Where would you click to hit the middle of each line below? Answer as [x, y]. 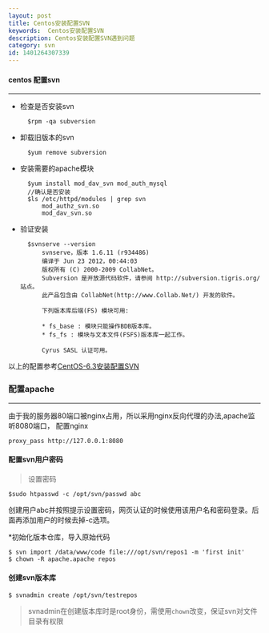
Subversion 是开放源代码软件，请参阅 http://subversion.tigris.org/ [151, 278]
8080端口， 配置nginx [52, 425]
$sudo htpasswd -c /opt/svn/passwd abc [75, 494]
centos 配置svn [34, 79]
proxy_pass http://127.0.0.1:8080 [66, 441]
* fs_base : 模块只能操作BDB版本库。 [98, 327]
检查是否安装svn [47, 107]
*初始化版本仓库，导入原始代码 [59, 537]
